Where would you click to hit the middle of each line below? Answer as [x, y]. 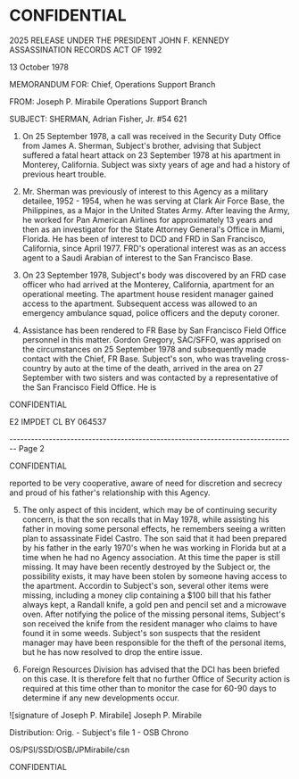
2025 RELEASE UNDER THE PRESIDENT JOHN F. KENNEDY [120, 40]
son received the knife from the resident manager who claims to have [150, 623]
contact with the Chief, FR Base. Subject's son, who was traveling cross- [156, 359]
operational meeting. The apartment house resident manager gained [148, 294]
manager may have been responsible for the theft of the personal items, [154, 642]
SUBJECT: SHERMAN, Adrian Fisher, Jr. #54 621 [98, 119]
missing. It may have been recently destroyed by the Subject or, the [146, 567]
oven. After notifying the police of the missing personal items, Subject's [154, 614]
